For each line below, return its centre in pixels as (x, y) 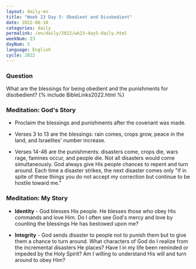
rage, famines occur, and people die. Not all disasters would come (94, 158)
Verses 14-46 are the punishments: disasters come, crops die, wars (96, 152)
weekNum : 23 (21, 39)
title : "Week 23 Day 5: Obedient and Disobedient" (69, 17)
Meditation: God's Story (41, 110)
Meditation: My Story (37, 199)
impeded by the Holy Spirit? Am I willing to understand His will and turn (100, 254)
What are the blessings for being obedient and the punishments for (87, 88)
